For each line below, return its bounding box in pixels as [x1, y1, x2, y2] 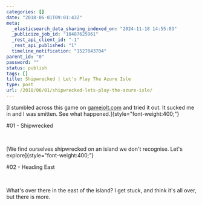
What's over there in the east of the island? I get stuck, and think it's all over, [6, 186, 197, 194]
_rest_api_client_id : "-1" [11, 37, 80, 43]
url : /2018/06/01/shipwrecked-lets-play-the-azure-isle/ [6, 87, 153, 93]
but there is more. [6, 193, 51, 200]
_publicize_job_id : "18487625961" [11, 31, 99, 37]
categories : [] [6, 8, 45, 15]
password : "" [6, 59, 39, 65]
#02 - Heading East [6, 163, 56, 171]
